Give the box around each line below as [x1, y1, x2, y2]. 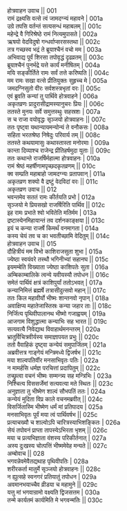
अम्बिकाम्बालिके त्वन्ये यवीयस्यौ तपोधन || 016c [7, 271, 110, 279]
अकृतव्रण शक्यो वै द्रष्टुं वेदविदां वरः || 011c [7, 177, 99, 186]
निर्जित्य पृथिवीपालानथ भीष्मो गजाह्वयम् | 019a [7, 309, 106, 318]
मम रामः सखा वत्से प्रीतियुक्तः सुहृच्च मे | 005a [7, 77, 108, 84]
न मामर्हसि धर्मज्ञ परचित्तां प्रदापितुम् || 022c [7, 364, 101, 372]
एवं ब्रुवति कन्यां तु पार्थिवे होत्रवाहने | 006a [7, 92, 98, 100]
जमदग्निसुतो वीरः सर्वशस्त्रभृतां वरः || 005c [7, 84, 101, 93]
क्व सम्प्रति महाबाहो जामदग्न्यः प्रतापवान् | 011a [7, 170, 106, 177]
